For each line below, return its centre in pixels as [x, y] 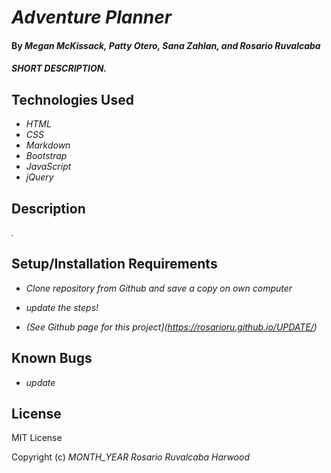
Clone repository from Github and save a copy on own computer [159, 288]
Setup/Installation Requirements [114, 264]
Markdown [48, 145]
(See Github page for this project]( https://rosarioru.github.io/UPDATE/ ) [171, 327]
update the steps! [62, 307]
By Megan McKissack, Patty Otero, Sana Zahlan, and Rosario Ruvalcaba [166, 45]
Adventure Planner [92, 17]
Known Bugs [52, 358]
